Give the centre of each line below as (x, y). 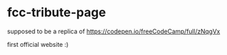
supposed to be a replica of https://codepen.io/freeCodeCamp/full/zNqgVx (113, 31)
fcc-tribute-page (57, 13)
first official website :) (38, 44)
